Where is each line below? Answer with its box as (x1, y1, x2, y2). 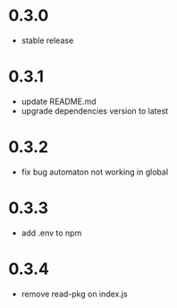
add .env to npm (21, 227, 82, 238)
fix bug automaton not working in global (21, 167, 169, 177)
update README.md (21, 96, 97, 107)
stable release (21, 35, 74, 46)
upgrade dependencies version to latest (21, 105, 169, 116)
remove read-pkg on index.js (21, 288, 128, 299)
